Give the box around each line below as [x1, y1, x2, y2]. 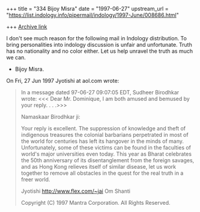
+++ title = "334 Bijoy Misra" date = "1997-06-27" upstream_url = [6, 5, 169, 12]
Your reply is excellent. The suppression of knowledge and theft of [20, 125, 186, 132]
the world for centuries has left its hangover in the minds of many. [20, 138, 184, 145]
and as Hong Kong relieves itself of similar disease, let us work [20, 163, 177, 170]
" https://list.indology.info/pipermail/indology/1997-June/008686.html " [6, 11, 179, 19]
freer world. [20, 176, 50, 183]
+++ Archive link [6, 23, 47, 30]
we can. [6, 54, 26, 61]
